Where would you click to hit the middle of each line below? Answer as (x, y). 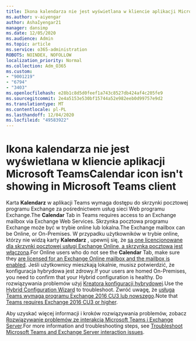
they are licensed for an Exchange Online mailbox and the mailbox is (88, 259)
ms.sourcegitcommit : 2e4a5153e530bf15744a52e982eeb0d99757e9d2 (85, 98)
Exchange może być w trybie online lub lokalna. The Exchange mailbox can (96, 228)
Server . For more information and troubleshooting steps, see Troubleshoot (94, 326)
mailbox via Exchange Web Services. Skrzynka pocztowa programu (87, 221)
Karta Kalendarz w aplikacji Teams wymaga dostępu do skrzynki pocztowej (97, 203)
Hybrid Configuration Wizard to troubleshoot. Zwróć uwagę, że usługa (90, 290)
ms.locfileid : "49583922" (37, 120)
